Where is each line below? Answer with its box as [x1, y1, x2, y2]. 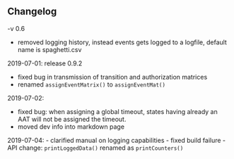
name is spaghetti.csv [17, 45, 82, 53]
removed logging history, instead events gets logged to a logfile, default [17, 38, 228, 46]
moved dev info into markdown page [17, 122, 125, 131]
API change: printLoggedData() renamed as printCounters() [7, 144, 184, 152]
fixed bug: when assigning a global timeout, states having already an [17, 107, 218, 115]
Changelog [7, 6, 57, 18]
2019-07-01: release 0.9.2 [7, 59, 83, 68]
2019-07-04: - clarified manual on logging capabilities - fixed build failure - [7, 136, 226, 144]
